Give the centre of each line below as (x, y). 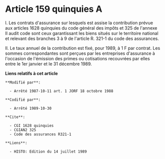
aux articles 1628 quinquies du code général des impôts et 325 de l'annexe (81, 28)
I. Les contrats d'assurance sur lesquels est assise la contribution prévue (79, 23)
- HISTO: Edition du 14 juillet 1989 (48, 152)
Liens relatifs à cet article (32, 73)
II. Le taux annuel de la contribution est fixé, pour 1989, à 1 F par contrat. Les (83, 48)
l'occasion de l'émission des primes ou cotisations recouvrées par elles (78, 58)
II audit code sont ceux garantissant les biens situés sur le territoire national (82, 33)
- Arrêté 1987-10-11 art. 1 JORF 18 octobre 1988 (61, 91)
